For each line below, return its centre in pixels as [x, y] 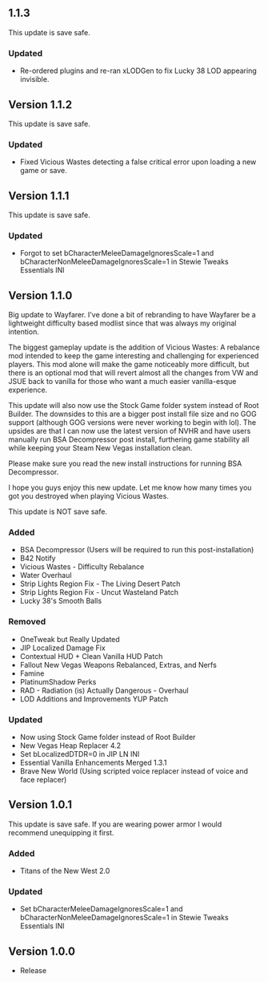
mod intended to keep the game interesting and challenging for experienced [134, 356]
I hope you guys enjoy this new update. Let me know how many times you [130, 487]
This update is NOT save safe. [58, 511]
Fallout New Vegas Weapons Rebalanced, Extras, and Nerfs [118, 665]
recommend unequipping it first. [61, 832]
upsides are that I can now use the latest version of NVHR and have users [130, 431]
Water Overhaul [46, 576]
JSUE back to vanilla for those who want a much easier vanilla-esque [122, 382]
